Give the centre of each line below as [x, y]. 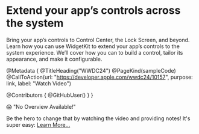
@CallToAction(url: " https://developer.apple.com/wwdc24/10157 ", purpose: [99, 77]
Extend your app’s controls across [93, 11]
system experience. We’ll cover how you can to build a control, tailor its [95, 52]
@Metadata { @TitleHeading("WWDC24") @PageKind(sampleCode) [91, 70]
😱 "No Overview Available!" [41, 106]
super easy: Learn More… [38, 124]
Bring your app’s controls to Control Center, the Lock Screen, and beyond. [98, 40]
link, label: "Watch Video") [39, 83]
